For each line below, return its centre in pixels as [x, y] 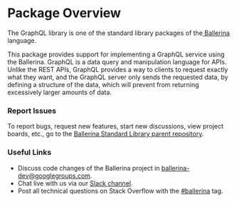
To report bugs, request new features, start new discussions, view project [116, 126]
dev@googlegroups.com [54, 176]
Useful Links [30, 153]
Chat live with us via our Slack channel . [75, 183]
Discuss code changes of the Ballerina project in [89, 168]
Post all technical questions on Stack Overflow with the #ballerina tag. [120, 191]
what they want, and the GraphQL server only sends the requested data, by [118, 77]
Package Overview [64, 13]
